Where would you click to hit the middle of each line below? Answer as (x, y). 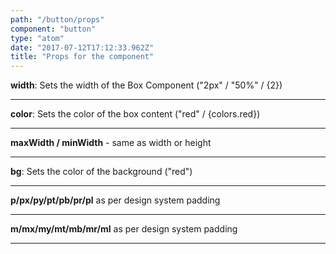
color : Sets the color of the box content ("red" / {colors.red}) (135, 114)
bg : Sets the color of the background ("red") (101, 172)
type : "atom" (37, 38)
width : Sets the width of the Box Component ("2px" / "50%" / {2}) (146, 85)
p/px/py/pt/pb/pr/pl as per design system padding (115, 200)
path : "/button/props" (57, 19)
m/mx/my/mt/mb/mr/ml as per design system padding (124, 229)
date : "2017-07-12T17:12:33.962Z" (82, 47)
